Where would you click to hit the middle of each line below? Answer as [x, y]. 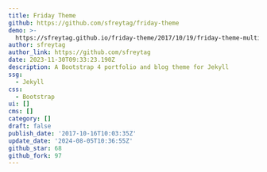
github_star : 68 [35, 148]
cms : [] [21, 112]
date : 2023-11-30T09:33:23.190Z [62, 60]
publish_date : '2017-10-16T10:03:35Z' [72, 133]
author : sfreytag [37, 45]
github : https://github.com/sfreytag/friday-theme [94, 23]
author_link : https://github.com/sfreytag [79, 52]
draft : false [30, 126]
